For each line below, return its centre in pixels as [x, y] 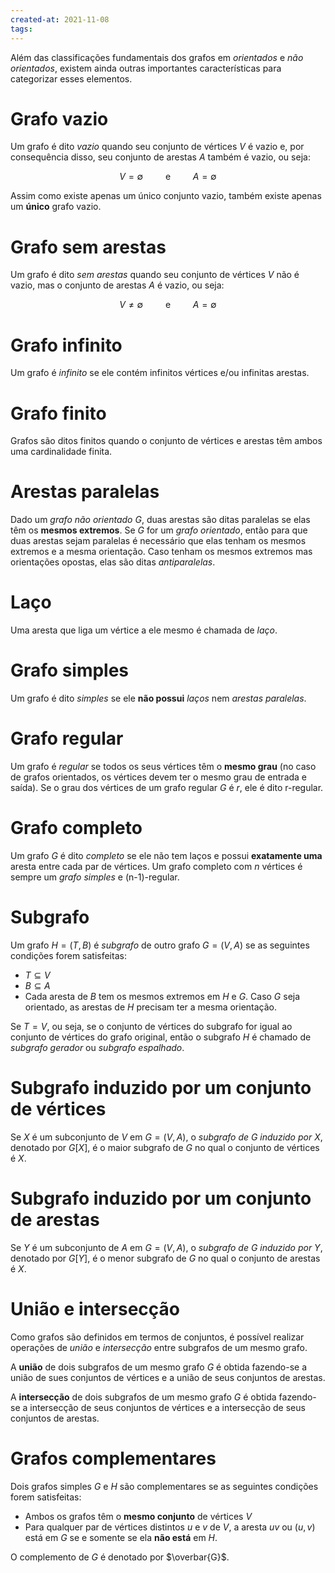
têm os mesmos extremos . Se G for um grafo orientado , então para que [159, 530]
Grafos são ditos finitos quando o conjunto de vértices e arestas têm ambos [166, 441]
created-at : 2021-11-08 [60, 19]
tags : [21, 29]
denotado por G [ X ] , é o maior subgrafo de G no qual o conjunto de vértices [165, 1147]
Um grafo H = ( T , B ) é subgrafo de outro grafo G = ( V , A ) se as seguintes [160, 945]
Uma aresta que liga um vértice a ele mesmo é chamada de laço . [144, 630]
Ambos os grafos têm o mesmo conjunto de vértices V [138, 1516]
